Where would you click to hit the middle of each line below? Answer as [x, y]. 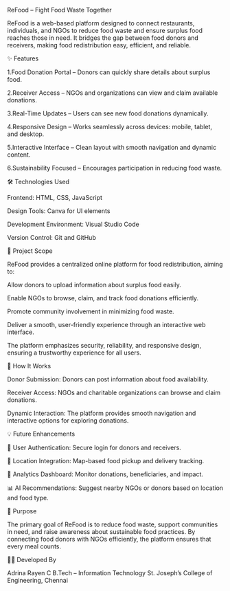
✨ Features [23, 58]
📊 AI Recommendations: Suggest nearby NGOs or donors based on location [115, 488]
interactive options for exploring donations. [68, 421]
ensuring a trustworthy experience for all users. [74, 353]
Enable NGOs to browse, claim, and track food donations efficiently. [103, 298]
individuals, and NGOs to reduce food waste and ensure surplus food [105, 31]
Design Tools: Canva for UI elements [59, 211]
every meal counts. [34, 546]
